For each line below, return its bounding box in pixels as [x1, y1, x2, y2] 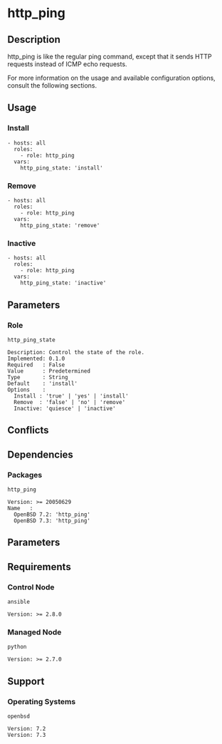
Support [7, 675, 45, 687]
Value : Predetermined [7, 367, 91, 375]
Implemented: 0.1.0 [7, 355, 65, 362]
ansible [7, 599, 31, 606]
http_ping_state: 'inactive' [20, 279, 107, 286]
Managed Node [7, 627, 62, 637]
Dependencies [7, 448, 73, 460]
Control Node [7, 582, 55, 592]
